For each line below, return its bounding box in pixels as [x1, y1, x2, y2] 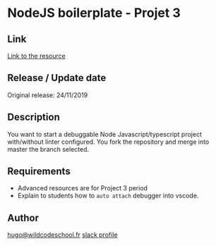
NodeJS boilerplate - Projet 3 [7, 5, 181, 21]
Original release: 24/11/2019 [7, 90, 88, 99]
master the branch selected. [7, 144, 90, 153]
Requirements [7, 166, 71, 178]
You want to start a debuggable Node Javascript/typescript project [7, 130, 203, 138]
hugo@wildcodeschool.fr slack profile [7, 230, 118, 239]
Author [7, 211, 39, 223]
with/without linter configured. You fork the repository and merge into [7, 137, 210, 146]
